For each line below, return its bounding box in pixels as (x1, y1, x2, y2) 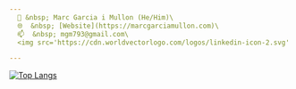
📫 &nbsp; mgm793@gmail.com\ (17, 29, 130, 38)
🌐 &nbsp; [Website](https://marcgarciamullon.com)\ (17, 21, 219, 30)
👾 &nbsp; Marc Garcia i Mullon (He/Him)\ (17, 12, 174, 22)
